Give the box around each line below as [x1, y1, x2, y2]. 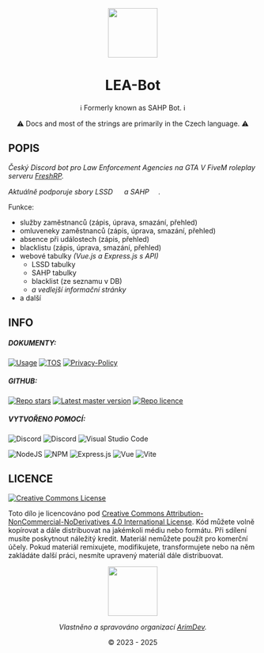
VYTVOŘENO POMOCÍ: [8, 414, 86, 424]
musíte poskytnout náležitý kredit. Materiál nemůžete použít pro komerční [8, 534, 248, 543]
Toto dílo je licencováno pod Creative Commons [8, 508, 164, 518]
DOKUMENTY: [8, 338, 57, 347]
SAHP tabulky [31, 268, 77, 277]
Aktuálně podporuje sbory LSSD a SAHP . [8, 187, 160, 196]
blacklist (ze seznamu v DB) [31, 276, 123, 285]
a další [19, 293, 42, 303]
